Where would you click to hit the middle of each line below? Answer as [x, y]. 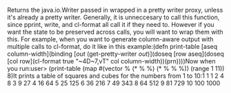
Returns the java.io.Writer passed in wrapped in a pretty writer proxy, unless [115, 10]
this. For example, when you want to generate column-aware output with [110, 39]
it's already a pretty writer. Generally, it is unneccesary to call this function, [113, 17]
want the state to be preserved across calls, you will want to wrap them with [115, 32]
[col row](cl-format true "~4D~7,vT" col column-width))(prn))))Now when [111, 61]
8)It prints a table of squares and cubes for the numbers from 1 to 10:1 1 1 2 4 [115, 76]
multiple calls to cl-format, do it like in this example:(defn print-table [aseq [112, 46]
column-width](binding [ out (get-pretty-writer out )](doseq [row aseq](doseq [115, 54]
